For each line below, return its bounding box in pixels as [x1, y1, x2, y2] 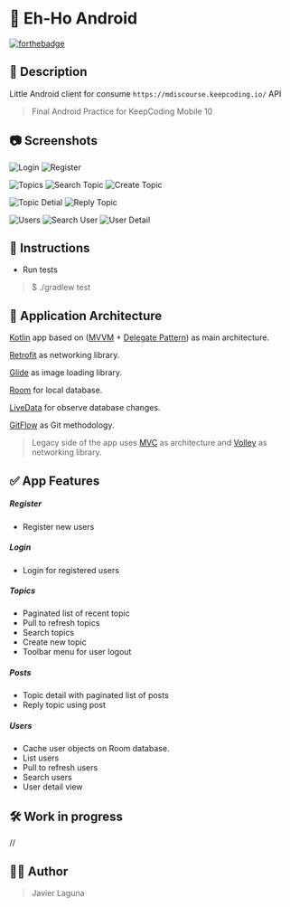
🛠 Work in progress [9, 808, 124, 824]
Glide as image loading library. [9, 367, 123, 378]
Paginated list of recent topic [22, 608, 130, 619]
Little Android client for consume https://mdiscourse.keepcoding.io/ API [9, 88, 282, 99]
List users [22, 752, 60, 763]
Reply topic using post [22, 700, 107, 711]
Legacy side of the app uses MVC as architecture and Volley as [31, 438, 267, 449]
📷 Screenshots [9, 133, 98, 148]
